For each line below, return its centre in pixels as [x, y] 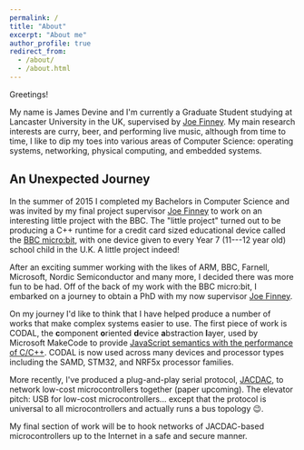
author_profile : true [50, 43]
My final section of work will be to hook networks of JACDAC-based [137, 426]
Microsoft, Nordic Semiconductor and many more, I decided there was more [152, 276]
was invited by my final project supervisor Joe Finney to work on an [136, 211]
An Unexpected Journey [80, 180]
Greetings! [29, 94]
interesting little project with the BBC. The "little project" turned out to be [145, 220]
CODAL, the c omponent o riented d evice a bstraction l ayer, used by [134, 333]
